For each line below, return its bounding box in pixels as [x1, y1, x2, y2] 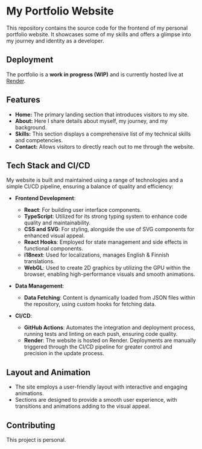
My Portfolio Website [6, 4, 114, 18]
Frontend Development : [14, 195, 76, 202]
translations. [24, 258, 55, 265]
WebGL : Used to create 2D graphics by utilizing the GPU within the [24, 264, 191, 272]
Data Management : [14, 283, 65, 290]
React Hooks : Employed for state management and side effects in [24, 238, 188, 246]
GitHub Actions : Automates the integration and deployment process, [24, 324, 195, 331]
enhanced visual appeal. [24, 232, 85, 240]
